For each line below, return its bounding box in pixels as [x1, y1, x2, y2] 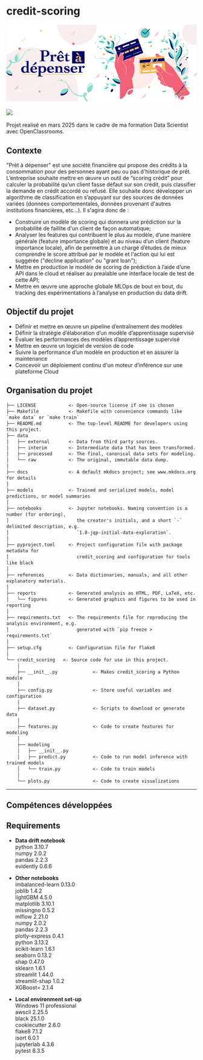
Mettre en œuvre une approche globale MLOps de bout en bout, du [14, 282, 183, 290]
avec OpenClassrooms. [6, 128, 65, 135]
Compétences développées [6, 800, 112, 810]
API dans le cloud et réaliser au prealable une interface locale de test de [14, 270, 195, 277]
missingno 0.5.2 [14, 906, 55, 913]
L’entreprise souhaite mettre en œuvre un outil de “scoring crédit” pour [6, 174, 183, 181]
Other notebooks [14, 874, 59, 881]
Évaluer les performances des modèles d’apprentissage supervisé [14, 335, 180, 343]
